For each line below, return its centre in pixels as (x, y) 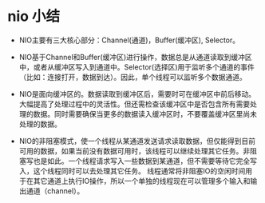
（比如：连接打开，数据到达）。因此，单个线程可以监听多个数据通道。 (132, 77)
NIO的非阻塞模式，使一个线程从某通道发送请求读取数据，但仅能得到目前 (137, 141)
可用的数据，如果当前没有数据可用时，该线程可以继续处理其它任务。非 (134, 151)
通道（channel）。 (55, 191)
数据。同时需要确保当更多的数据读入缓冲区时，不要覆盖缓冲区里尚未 (145, 113)
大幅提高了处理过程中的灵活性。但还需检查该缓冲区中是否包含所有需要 (134, 104)
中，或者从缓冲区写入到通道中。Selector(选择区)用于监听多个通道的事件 (136, 67)
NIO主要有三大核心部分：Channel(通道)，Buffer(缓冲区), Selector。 (129, 40)
